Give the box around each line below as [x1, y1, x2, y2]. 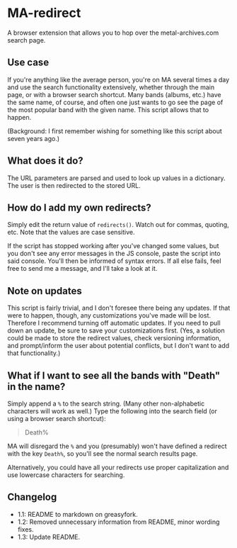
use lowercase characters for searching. [7, 471, 125, 479]
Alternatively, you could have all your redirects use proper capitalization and [7, 463, 229, 471]
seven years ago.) [7, 134, 60, 142]
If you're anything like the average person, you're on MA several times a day [7, 75, 230, 84]
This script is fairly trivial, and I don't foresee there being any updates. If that [7, 303, 231, 313]
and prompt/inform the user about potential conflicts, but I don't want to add [7, 342, 230, 350]
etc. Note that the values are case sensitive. [7, 228, 135, 237]
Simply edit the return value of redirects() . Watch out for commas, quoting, [7, 220, 229, 229]
